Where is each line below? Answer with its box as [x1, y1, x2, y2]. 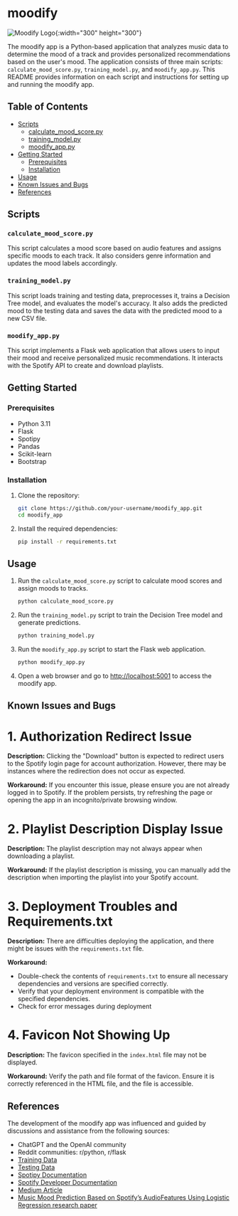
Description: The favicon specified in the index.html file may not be [7, 1051, 207, 1059]
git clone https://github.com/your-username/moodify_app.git [17, 505, 203, 512]
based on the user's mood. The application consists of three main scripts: [7, 57, 223, 65]
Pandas [17, 442, 40, 450]
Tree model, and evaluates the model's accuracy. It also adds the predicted [7, 299, 228, 307]
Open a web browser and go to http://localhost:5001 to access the [17, 672, 212, 680]
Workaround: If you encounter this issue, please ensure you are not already [7, 781, 230, 789]
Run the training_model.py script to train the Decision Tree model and [17, 610, 223, 620]
